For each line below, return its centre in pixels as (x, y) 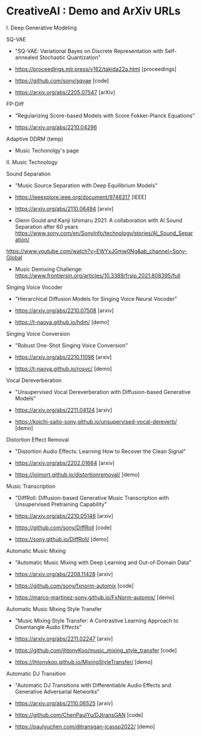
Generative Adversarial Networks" (57, 692)
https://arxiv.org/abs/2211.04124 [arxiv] (64, 410)
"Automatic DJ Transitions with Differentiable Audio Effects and (93, 685)
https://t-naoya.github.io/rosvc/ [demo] (63, 368)
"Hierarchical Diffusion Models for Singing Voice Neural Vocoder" (96, 299)
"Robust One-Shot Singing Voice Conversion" (71, 345)
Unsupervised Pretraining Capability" (61, 504)
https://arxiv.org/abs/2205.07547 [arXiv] (65, 92)
